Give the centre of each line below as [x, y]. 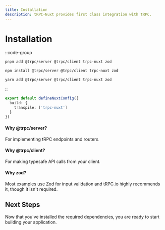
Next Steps [23, 205]
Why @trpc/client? [25, 151]
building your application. [31, 222]
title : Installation [27, 10]
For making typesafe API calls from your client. [53, 161]
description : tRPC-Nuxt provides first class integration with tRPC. [79, 14]
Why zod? [16, 173]
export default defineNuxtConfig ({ [42, 98]
